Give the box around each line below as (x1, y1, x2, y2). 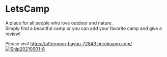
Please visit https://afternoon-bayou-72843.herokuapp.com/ (5, 40, 132, 46)
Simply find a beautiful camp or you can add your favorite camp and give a (5, 25, 162, 31)
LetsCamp (5, 3, 50, 15)
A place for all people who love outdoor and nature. (5, 20, 113, 26)
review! (5, 31, 21, 37)
